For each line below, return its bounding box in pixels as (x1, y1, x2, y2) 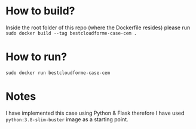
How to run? (5, 50, 67, 64)
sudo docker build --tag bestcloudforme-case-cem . (5, 30, 137, 36)
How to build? (5, 4, 75, 18)
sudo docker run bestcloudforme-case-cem (5, 70, 111, 76)
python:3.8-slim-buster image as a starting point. (5, 115, 129, 123)
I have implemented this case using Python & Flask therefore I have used (5, 109, 185, 116)
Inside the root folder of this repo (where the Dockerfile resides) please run (5, 24, 191, 31)
